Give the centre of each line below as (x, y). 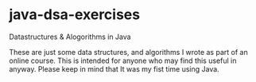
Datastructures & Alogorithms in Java (70, 37)
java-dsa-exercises (75, 15)
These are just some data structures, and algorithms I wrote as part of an (129, 52)
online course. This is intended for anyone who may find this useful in (123, 61)
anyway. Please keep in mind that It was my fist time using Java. (114, 68)
